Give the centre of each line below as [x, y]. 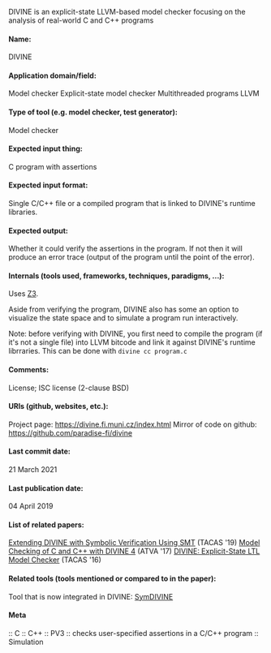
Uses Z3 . [24, 294]
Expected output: [39, 230]
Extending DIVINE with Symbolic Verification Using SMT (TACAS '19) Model [134, 543]
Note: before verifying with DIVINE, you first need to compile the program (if [135, 334]
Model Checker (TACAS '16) [55, 560]
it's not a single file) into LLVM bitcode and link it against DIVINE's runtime [132, 342]
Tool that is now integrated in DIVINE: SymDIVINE [91, 596]
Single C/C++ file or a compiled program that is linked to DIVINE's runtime [132, 204]
